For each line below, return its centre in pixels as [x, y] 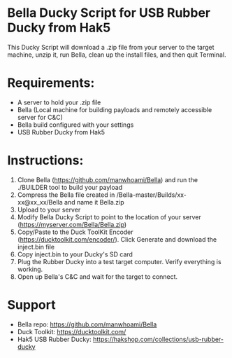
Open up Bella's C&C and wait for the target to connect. [97, 276]
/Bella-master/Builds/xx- [152, 195]
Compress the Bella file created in [66, 195]
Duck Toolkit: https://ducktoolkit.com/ [72, 331]
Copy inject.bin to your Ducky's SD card [75, 254]
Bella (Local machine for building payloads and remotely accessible [115, 109]
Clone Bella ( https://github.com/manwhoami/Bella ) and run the [107, 179]
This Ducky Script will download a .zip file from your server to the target [111, 47]
